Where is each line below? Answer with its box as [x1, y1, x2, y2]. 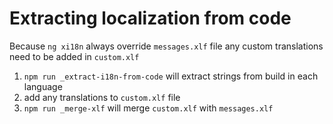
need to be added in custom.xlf [9, 50, 140, 62]
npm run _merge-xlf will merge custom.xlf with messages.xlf [23, 102, 274, 114]
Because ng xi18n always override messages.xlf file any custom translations [9, 40, 324, 52]
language [23, 80, 63, 92]
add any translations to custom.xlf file [23, 91, 181, 103]
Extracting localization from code [9, 7, 292, 30]
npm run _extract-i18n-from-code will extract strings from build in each [23, 70, 319, 82]
